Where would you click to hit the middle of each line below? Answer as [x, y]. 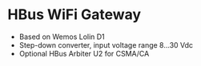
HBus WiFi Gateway [74, 15]
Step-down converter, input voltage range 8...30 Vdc [106, 45]
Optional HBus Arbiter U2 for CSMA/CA [84, 53]
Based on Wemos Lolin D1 [62, 37]
